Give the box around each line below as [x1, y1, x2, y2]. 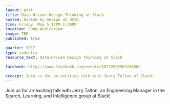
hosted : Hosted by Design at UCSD [5, 17, 79, 22]
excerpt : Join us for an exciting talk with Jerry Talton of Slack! [5, 73, 155, 78]
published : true [5, 36, 40, 41]
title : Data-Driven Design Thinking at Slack [5, 12, 104, 17]
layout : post [5, 7, 33, 13]
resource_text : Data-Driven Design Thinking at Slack [5, 55, 123, 60]
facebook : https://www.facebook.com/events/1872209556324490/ [5, 64, 141, 69]
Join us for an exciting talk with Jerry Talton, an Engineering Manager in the [5, 88, 165, 94]
